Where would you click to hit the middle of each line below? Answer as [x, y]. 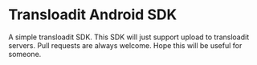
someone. [25, 54]
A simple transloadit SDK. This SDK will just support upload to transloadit [129, 37]
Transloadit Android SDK [93, 15]
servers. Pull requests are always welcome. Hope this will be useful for [125, 45]
